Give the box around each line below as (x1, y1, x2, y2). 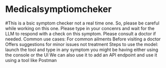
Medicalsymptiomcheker (5, 3, 112, 15)
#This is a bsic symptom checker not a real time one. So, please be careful (5, 20, 159, 26)
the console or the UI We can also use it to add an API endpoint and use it (5, 51, 157, 58)
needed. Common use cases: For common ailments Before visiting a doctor (5, 36, 161, 42)
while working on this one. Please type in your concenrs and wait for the (5, 25, 154, 31)
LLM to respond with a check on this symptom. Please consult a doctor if (5, 30, 156, 36)
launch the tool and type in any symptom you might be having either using (5, 46, 158, 52)
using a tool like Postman (5, 57, 57, 63)
